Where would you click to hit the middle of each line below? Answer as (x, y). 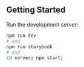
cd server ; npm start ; (35, 58)
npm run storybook (29, 47)
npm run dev (21, 36)
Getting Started (36, 10)
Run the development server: (42, 24)
